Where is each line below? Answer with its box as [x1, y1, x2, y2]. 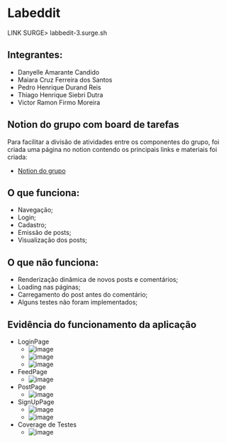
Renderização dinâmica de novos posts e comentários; [17, 275, 179, 284]
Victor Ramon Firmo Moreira [17, 98, 101, 106]
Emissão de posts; [17, 229, 72, 237]
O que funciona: [7, 187, 80, 199]
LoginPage [17, 337, 50, 346]
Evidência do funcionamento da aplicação [7, 318, 197, 331]
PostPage [17, 383, 46, 391]
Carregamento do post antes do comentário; [17, 290, 148, 299]
